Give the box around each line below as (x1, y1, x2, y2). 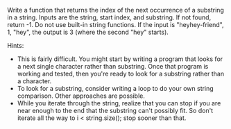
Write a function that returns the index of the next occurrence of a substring (7, 6, 224, 14)
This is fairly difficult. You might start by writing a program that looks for (17, 55, 223, 63)
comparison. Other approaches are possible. (17, 92, 146, 100)
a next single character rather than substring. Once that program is (17, 62, 209, 70)
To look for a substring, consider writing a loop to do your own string (17, 85, 214, 92)
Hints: (7, 42, 24, 49)
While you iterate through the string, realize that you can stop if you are (17, 99, 221, 107)
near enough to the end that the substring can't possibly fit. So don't (17, 107, 214, 114)
